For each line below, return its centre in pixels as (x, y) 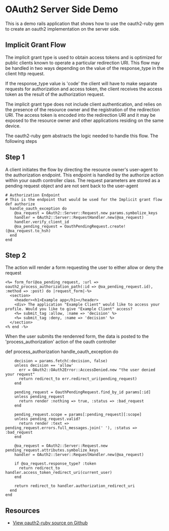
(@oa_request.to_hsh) (28, 231)
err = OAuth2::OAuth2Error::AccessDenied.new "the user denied (87, 370)
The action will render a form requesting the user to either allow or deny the (84, 268)
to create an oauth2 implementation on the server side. (63, 29)
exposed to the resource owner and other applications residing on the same (84, 120)
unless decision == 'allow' (44, 366)
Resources (23, 510)
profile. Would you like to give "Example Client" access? (69, 309)
